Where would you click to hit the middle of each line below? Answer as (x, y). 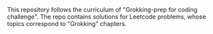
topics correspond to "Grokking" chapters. (67, 24)
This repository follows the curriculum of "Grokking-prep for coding (102, 10)
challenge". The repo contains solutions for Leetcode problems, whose (106, 17)
